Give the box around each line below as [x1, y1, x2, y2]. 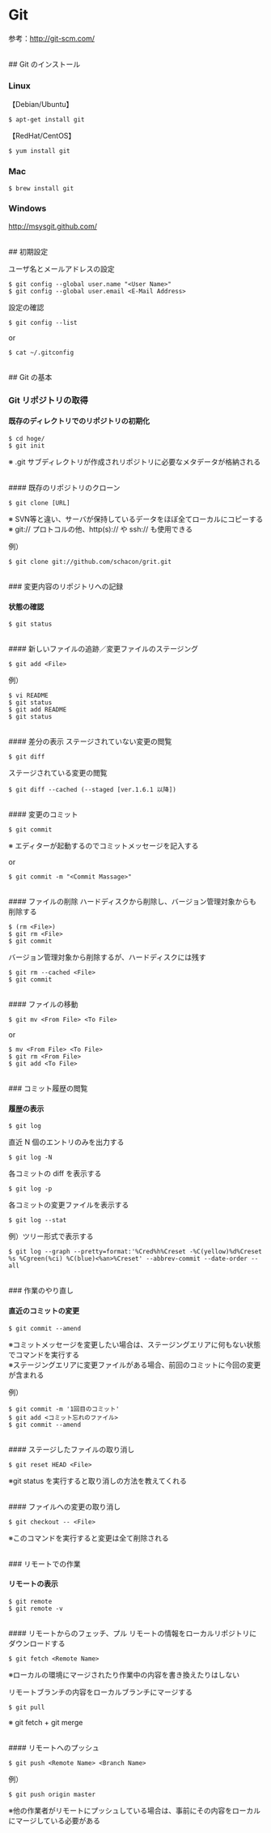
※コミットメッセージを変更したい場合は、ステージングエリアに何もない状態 [8, 1339, 261, 1349]
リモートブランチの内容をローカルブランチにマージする [8, 1687, 193, 1697]
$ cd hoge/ [8, 434, 45, 442]
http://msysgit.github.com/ [8, 221, 98, 231]
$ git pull [8, 1703, 45, 1711]
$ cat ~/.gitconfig [8, 348, 74, 357]
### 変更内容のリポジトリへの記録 [8, 581, 124, 591]
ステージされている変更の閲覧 [8, 768, 108, 778]
